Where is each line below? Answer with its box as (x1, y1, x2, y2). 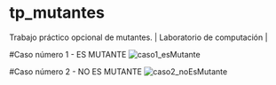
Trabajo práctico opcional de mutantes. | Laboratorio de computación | (9, 32, 268, 42)
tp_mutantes (9, 3, 105, 23)
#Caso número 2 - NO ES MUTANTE (9, 66, 142, 77)
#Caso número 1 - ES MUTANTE (9, 49, 127, 59)
